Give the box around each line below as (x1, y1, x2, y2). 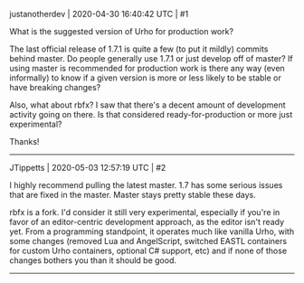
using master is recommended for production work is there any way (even (9, 63, 285, 73)
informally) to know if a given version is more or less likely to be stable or (9, 72, 282, 83)
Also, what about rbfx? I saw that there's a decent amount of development (9, 99, 287, 110)
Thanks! (9, 137, 40, 146)
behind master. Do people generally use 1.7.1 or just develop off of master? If (9, 53, 293, 63)
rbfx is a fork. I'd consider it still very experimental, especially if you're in (9, 207, 280, 217)
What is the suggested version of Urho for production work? (9, 26, 233, 36)
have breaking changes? (9, 82, 101, 92)
